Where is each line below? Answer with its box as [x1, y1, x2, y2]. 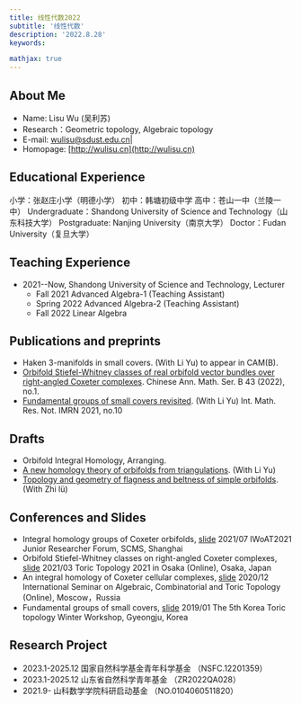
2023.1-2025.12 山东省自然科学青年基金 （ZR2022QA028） [22, 673, 241, 684]
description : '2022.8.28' [9, 30, 106, 39]
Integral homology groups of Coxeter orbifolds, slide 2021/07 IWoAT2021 [22, 534, 292, 544]
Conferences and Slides [9, 510, 146, 525]
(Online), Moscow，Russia [22, 593, 121, 602]
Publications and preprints [9, 334, 162, 349]
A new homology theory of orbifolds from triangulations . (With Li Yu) [22, 465, 277, 476]
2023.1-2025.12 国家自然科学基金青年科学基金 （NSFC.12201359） [22, 663, 268, 673]
